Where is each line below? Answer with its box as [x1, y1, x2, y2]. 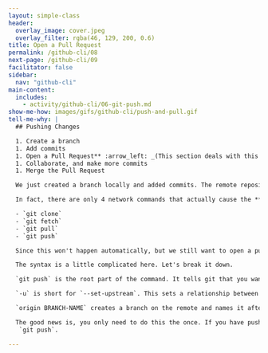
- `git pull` [15, 225, 59, 233]
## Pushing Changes [15, 123, 81, 131]
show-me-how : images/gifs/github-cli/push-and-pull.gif [8, 108, 198, 116]
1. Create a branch [15, 137, 81, 145]
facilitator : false [8, 64, 73, 72]
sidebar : [8, 71, 37, 79]
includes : [15, 93, 48, 101]
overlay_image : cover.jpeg [15, 26, 105, 34]
